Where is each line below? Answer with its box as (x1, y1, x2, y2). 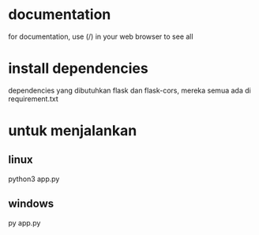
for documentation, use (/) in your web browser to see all (8, 32, 193, 41)
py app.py (8, 218, 41, 227)
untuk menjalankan (8, 122, 137, 140)
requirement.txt (8, 93, 59, 104)
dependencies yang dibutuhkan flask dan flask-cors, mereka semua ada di (8, 85, 251, 95)
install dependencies (8, 59, 148, 78)
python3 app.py (8, 174, 60, 184)
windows (8, 197, 54, 210)
